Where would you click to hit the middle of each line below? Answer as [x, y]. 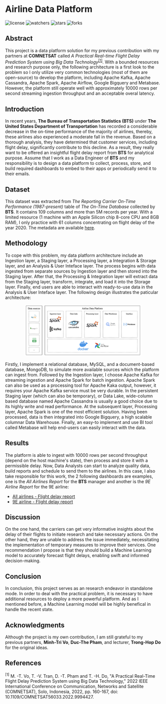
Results [17, 443]
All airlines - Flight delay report [44, 496]
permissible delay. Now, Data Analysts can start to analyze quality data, [78, 466]
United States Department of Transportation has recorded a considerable [81, 126]
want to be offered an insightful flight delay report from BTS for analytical [80, 153]
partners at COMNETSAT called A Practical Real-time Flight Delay [72, 56]
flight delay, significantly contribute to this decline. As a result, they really [80, 147]
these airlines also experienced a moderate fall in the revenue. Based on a [80, 137]
